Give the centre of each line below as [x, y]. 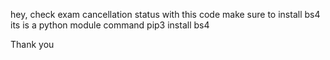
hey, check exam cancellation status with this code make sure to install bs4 [165, 14]
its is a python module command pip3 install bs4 [110, 25]
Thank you [32, 44]
